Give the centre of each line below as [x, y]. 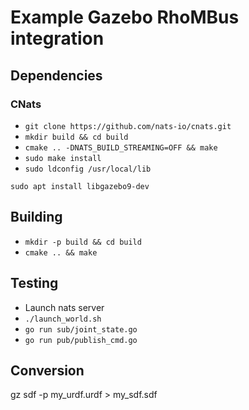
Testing [34, 283]
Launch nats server [64, 307]
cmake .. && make [61, 252]
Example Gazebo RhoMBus [125, 17]
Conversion [47, 370]
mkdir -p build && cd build [83, 242]
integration [57, 38]
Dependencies [56, 75]
